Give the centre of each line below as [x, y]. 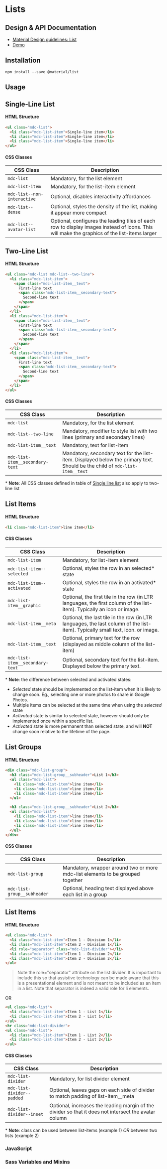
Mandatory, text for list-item [95, 445]
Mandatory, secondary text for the [102, 453]
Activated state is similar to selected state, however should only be [81, 715]
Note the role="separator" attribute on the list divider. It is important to [89, 973]
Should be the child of [88, 466]
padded [15, 1098]
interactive [22, 199]
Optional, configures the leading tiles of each [103, 221]
